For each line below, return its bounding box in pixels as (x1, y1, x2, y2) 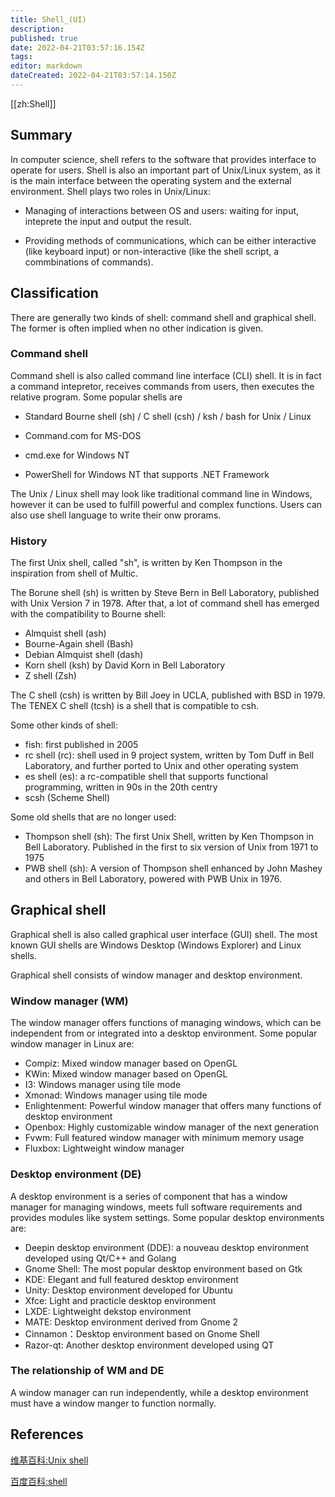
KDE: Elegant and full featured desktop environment (24, 1273, 239, 1285)
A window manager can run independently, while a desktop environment (10, 1386, 309, 1398)
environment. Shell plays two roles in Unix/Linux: (10, 185, 211, 197)
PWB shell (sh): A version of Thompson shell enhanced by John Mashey (24, 862, 323, 875)
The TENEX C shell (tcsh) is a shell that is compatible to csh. (10, 700, 260, 712)
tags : (10, 52, 33, 62)
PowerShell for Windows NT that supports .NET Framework (24, 468, 270, 480)
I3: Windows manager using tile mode (24, 1079, 182, 1091)
